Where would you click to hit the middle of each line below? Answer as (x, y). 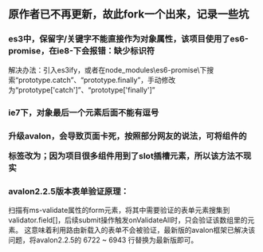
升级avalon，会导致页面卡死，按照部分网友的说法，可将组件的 (128, 136)
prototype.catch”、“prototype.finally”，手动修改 (97, 80)
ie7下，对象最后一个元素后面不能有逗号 (84, 112)
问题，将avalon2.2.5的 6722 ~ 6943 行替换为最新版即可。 (103, 240)
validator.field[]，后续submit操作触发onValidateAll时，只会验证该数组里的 (128, 220)
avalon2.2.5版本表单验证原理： (69, 191)
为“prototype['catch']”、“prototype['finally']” (82, 89)
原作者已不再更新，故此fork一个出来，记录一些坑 (129, 14)
